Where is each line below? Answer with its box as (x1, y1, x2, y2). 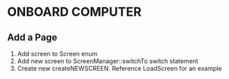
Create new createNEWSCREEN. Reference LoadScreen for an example (17, 65, 222, 72)
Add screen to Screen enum (17, 49, 98, 58)
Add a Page (7, 32, 58, 43)
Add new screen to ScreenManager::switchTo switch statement (17, 57, 199, 65)
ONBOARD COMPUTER (7, 4, 142, 20)
